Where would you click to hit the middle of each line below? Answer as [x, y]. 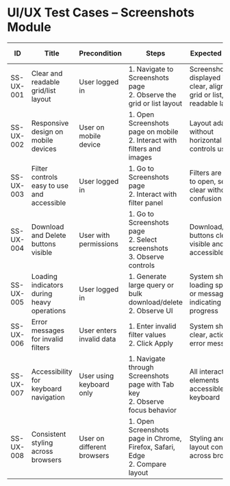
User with [94, 235]
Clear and [47, 73]
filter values [147, 335]
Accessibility [52, 372]
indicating [205, 302]
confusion [206, 198]
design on [47, 132]
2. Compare [147, 464]
